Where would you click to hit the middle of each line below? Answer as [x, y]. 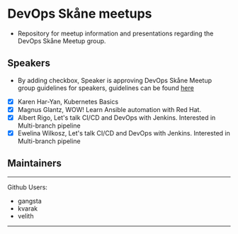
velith [25, 216]
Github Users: [28, 187]
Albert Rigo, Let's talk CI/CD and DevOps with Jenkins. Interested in [117, 117]
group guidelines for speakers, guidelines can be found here [106, 88]
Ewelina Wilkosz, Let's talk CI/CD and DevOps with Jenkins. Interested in [124, 133]
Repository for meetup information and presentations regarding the [115, 33]
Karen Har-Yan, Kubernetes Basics [68, 101]
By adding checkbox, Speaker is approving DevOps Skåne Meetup [115, 80]
